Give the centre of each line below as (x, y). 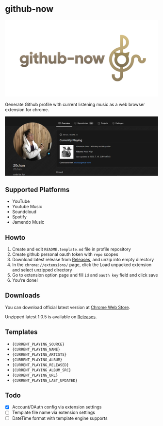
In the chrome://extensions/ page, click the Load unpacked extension (82, 265)
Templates (21, 332)
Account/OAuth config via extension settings (57, 407)
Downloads (23, 296)
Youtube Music (27, 207)
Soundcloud (24, 212)
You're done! (25, 280)
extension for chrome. (27, 109)
